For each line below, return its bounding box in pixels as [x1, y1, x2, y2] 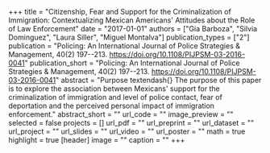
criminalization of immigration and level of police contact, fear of [8, 93, 223, 101]
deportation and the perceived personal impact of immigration [8, 101, 215, 110]
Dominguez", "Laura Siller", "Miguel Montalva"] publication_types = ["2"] [8, 32, 250, 42]
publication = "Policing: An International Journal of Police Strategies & [8, 41, 240, 51]
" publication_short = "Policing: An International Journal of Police [24, 58, 240, 68]
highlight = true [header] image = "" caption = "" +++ [8, 135, 185, 144]
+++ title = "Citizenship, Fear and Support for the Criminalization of [8, 7, 231, 16]
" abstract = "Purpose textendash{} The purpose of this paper [55, 76, 262, 85]
